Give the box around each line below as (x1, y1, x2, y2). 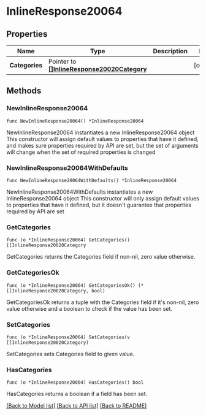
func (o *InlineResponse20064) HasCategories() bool (6, 379, 144, 386)
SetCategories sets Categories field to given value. (6, 350, 135, 357)
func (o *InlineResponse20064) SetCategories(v (6, 334, 131, 340)
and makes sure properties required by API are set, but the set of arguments (6, 142, 199, 149)
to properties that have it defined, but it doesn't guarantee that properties (6, 201, 192, 208)
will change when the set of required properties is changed (6, 148, 156, 156)
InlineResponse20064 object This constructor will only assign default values (6, 194, 199, 202)
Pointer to (48, 57, 77, 66)
